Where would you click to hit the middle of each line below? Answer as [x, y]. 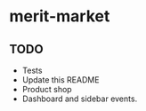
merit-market [60, 16]
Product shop [47, 89]
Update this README [61, 80]
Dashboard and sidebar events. [80, 99]
